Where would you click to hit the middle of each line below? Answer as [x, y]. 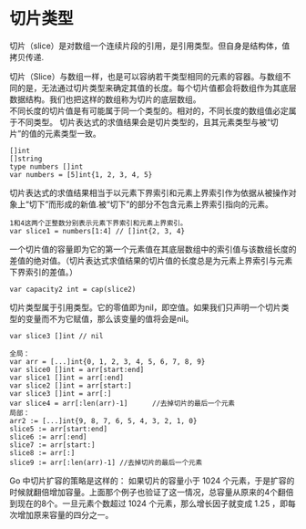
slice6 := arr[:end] [49, 437]
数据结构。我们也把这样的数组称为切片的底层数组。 [105, 99]
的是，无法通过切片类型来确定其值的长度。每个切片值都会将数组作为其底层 [157, 88]
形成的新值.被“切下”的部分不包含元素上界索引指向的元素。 [164, 204]
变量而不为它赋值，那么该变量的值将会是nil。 [109, 318]
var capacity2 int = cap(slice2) [73, 289]
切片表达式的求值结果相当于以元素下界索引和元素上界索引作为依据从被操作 [149, 192]
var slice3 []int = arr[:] [61, 393]
